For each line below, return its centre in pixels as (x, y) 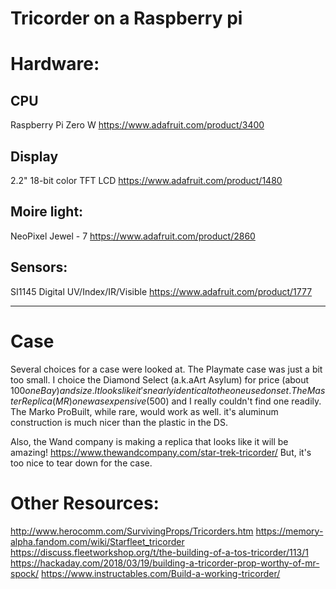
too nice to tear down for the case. (81, 463)
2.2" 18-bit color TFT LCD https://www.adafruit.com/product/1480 (146, 180)
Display (34, 156)
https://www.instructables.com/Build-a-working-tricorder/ (161, 573)
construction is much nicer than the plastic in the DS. (119, 422)
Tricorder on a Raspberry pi (126, 18)
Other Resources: (85, 503)
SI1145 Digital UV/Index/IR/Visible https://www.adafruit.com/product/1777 (161, 291)
